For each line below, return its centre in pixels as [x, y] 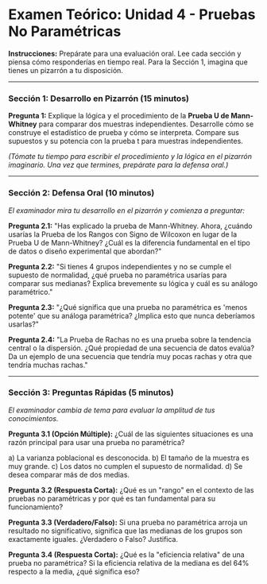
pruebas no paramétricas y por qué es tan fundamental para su [112, 498]
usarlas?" [24, 324]
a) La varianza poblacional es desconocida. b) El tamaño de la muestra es [129, 458]
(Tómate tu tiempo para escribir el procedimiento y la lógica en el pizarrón [130, 157]
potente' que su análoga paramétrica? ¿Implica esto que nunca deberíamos [132, 315]
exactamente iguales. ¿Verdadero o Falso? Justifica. [93, 539]
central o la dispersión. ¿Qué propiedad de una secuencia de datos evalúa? [132, 348]
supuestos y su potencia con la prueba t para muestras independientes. [126, 141]
